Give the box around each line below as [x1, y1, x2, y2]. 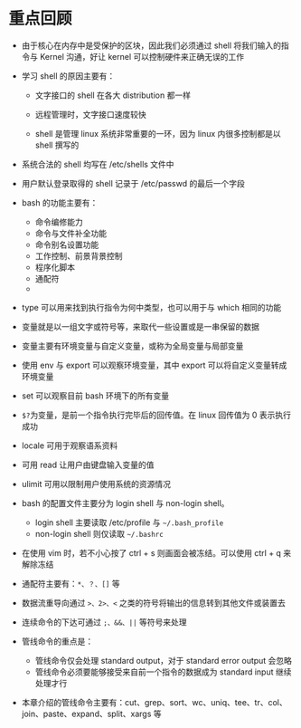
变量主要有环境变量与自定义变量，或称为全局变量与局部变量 [21, 340, 244, 351]
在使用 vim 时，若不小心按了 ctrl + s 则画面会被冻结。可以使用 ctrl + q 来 [21, 547, 292, 558]
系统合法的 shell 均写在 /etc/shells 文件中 [21, 158, 174, 169]
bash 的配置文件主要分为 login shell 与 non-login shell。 [21, 497, 230, 508]
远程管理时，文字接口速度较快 [34, 109, 146, 120]
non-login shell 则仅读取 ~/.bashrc [34, 528, 164, 539]
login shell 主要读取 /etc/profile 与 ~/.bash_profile [34, 517, 224, 528]
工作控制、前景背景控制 [34, 250, 123, 261]
